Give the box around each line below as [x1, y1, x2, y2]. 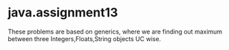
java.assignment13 [8, 5, 118, 21]
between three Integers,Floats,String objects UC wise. [8, 34, 161, 42]
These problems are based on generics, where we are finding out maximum [8, 27, 223, 36]
